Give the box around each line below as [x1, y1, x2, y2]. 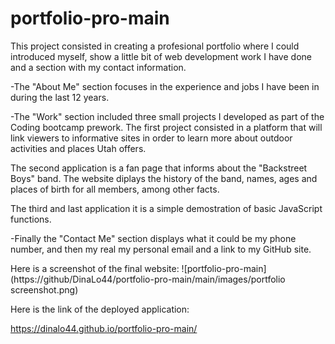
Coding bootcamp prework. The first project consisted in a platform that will [10, 121, 323, 133]
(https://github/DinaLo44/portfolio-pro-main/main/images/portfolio [10, 273, 286, 285]
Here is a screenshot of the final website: [10, 262, 180, 274]
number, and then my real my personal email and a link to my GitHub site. [10, 243, 312, 255]
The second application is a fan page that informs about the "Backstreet [10, 162, 308, 174]
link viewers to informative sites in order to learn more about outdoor [10, 132, 293, 144]
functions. [10, 213, 52, 225]
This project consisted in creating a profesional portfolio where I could [10, 40, 300, 52]
